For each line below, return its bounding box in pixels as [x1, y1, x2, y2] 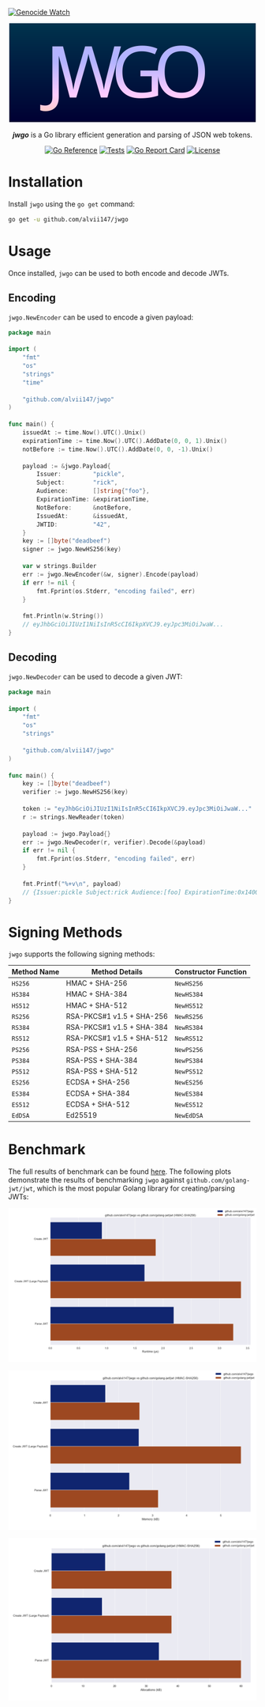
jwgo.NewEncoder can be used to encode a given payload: [8, 312, 194, 322]
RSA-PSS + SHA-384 [65, 1055, 138, 1065]
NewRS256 [174, 1012, 203, 1020]
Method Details [91, 967, 144, 976]
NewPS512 [174, 1068, 203, 1076]
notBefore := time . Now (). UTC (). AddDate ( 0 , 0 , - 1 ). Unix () [22, 445, 214, 453]
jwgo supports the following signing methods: [8, 949, 155, 959]
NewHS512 [174, 1001, 203, 1010]
